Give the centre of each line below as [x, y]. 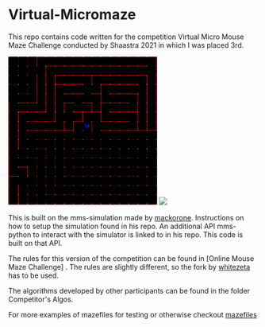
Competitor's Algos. [41, 299]
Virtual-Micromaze [72, 15]
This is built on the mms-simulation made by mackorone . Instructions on [126, 217]
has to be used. [34, 275]
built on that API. [35, 243]
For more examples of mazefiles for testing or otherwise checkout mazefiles [133, 314]
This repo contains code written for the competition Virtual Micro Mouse [126, 37]
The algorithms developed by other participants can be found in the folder [129, 290]
